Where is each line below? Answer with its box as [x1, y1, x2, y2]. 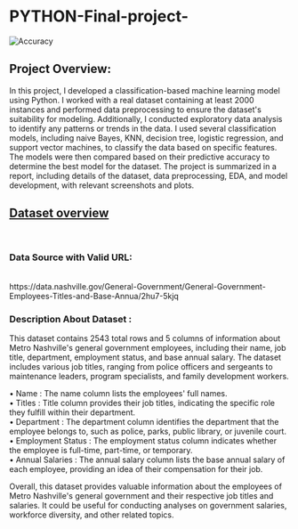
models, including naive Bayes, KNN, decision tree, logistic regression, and [9, 132, 284, 143]
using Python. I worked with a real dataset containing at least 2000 [9, 94, 255, 105]
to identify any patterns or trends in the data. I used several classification [9, 123, 277, 134]
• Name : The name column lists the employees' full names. [9, 388, 229, 399]
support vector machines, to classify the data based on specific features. [9, 142, 278, 152]
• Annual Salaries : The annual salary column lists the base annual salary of [9, 454, 286, 465]
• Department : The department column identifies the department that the [9, 417, 279, 427]
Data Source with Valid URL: [9, 251, 133, 264]
